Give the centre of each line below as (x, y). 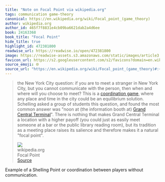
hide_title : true (23, 42)
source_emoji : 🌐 (22, 64)
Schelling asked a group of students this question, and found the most (88, 104)
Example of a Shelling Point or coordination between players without (74, 170)
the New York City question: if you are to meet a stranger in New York (87, 83)
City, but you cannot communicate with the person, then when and (84, 88)
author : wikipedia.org (28, 23)
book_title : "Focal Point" (33, 37)
